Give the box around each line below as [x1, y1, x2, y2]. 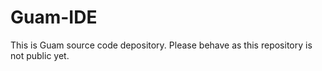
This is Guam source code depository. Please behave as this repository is [10, 39, 313, 51]
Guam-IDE [10, 6, 98, 29]
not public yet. [10, 49, 70, 61]
